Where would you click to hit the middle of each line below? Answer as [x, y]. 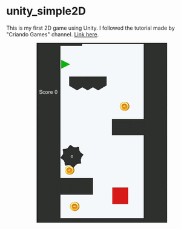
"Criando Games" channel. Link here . [53, 34]
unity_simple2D [46, 11]
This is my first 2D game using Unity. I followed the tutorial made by [91, 28]
